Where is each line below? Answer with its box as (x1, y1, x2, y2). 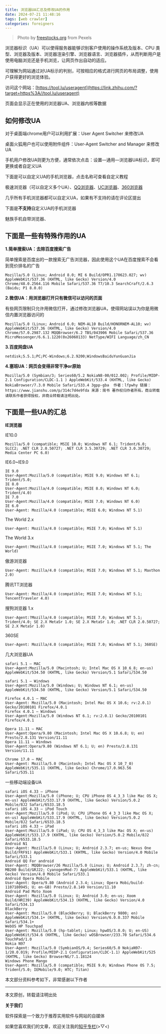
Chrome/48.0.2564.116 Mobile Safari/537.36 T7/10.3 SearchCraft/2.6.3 (5, 281, 154, 286)
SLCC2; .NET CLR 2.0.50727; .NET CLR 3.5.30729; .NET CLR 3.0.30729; (5, 446, 152, 451)
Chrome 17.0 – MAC (5, 757, 43, 762)
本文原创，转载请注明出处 (5, 991, 57, 998)
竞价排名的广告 (9, 263, 40, 269)
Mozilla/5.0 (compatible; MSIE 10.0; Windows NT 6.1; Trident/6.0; (5, 441, 147, 447)
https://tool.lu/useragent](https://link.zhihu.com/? (37, 85, 137, 91)
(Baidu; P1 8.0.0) (5, 285, 43, 290)
